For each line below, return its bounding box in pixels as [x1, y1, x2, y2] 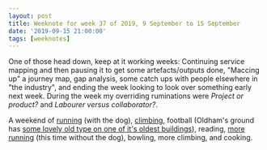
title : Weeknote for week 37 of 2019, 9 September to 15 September [8, 19, 241, 28]
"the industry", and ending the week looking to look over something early [8, 83, 252, 92]
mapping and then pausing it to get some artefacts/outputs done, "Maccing [8, 66, 261, 75]
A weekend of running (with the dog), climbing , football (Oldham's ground [8, 115, 255, 126]
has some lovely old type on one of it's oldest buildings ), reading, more [8, 124, 245, 134]
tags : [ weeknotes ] [8, 34, 70, 43]
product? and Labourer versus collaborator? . [8, 100, 159, 109]
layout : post [8, 11, 53, 20]
